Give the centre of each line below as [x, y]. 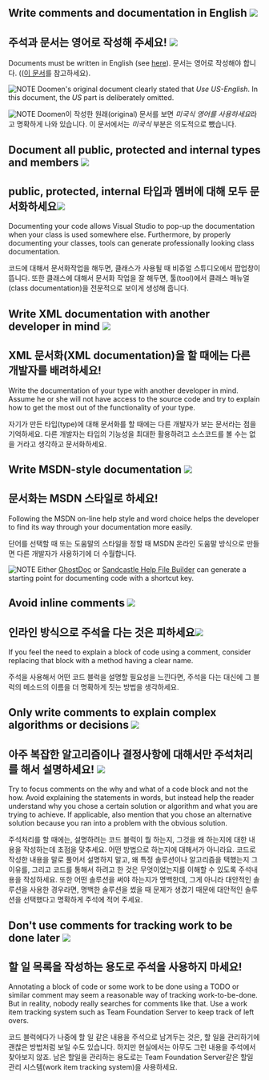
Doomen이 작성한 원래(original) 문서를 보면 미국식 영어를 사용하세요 [144, 114]
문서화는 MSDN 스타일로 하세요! [83, 499]
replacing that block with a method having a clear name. [101, 661]
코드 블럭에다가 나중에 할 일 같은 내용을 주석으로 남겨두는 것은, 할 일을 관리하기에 [134, 1037]
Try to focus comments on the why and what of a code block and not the [128, 789]
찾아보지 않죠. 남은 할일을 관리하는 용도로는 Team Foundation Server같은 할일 [131, 1057]
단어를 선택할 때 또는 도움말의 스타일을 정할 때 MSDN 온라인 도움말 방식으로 [126, 543]
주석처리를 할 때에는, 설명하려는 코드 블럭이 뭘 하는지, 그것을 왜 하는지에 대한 [128, 840]
